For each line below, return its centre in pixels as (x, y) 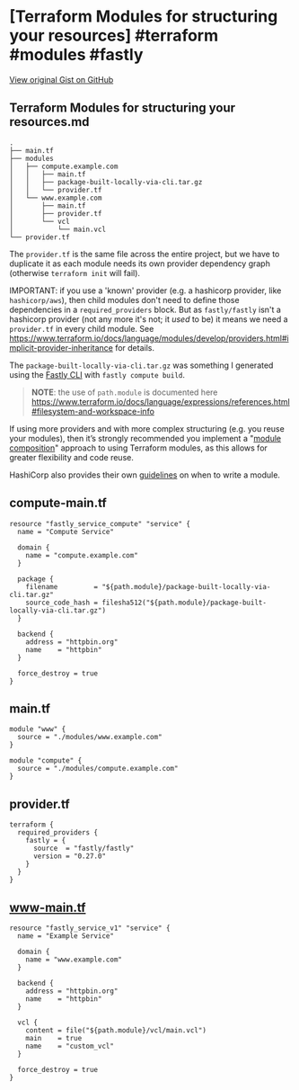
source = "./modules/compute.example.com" (98, 769)
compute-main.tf (58, 503)
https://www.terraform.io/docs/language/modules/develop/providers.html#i (149, 338)
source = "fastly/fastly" (84, 849)
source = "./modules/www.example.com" (90, 737)
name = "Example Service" (66, 936)
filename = (62, 586)
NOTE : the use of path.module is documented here (124, 392)
